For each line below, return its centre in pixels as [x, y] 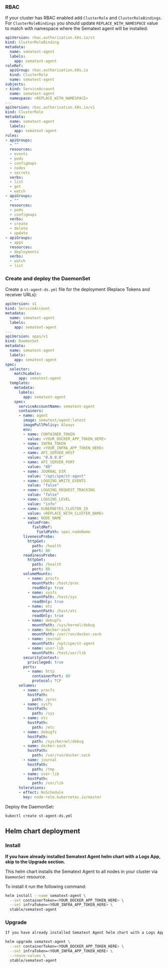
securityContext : [41, 657]
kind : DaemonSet [22, 341]
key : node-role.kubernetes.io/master [62, 797]
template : [20, 383]
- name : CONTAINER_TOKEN [49, 434]
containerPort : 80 [51, 676]
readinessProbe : [40, 555]
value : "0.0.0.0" [45, 457]
